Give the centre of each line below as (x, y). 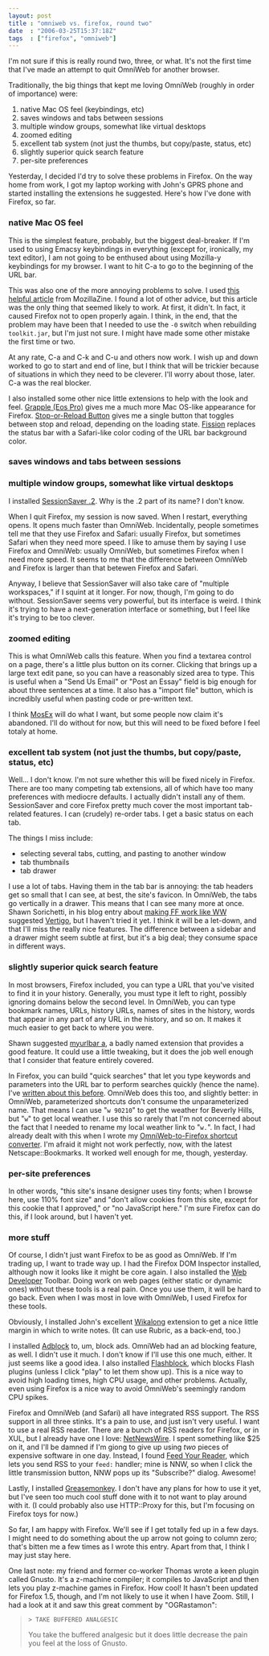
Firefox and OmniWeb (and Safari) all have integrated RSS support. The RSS (134, 1413)
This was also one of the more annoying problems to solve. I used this (124, 290)
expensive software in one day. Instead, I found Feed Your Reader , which (129, 1456)
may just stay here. (40, 1555)
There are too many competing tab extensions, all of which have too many (131, 789)
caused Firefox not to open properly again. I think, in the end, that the (123, 315)
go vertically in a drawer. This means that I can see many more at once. (126, 904)
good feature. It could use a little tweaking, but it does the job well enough (131, 1052)
